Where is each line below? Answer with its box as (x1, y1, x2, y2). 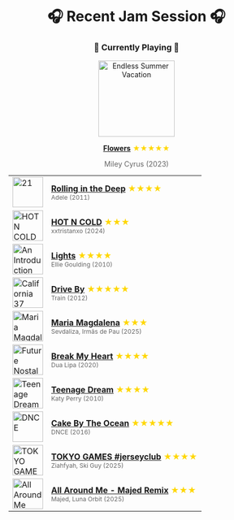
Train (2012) (51, 293, 89, 302)
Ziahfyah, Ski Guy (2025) (51, 461, 124, 470)
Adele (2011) (51, 193, 91, 201)
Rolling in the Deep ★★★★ (51, 183, 162, 194)
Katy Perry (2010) (51, 394, 104, 403)
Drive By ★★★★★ (51, 283, 130, 294)
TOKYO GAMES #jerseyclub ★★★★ (51, 451, 197, 462)
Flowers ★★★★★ (102, 144, 171, 154)
